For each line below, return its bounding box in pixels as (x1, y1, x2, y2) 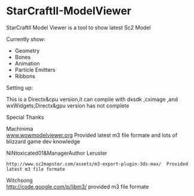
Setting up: (6, 84, 33, 91)
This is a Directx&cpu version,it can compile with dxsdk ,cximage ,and (6, 96, 178, 103)
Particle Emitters (14, 66, 56, 73)
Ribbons (14, 72, 36, 79)
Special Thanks (6, 114, 44, 121)
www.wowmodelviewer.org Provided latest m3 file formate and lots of (6, 131, 178, 139)
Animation (14, 60, 40, 67)
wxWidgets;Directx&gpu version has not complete (6, 102, 130, 109)
